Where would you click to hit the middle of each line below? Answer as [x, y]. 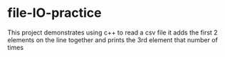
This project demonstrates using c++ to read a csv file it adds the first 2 [113, 32]
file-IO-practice [54, 13]
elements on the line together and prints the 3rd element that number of [113, 39]
